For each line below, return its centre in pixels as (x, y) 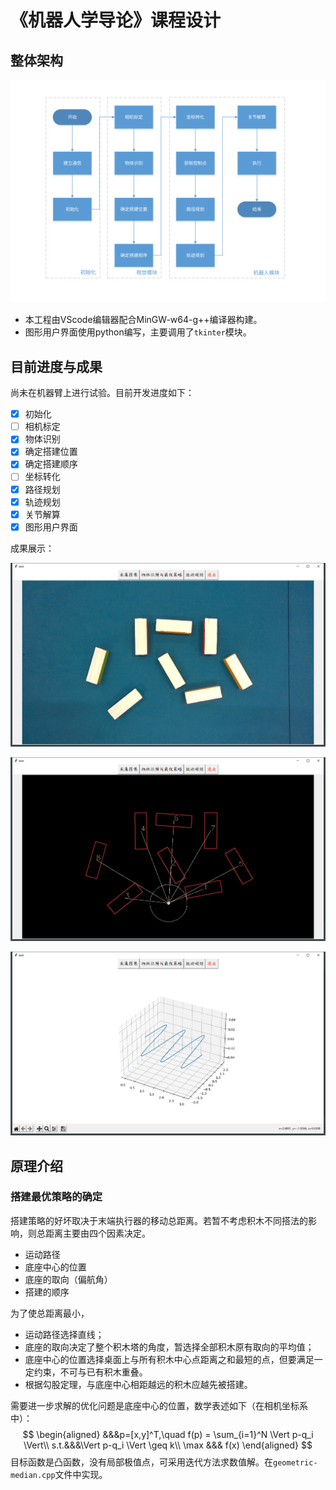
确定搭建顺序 (51, 464)
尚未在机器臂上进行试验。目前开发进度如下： (102, 393)
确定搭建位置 (51, 452)
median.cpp (33, 1475)
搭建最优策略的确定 (56, 1197)
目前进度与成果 (56, 366)
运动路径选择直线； (64, 1334)
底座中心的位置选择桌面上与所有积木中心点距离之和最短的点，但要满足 (169, 1359)
